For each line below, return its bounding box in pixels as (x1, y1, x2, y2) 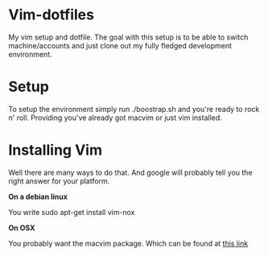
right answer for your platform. (8, 175, 110, 186)
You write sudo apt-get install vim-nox (8, 207, 135, 217)
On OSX (8, 223, 35, 233)
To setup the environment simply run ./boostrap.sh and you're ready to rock (8, 104, 260, 114)
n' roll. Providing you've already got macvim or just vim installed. (8, 113, 223, 122)
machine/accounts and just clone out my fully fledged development (8, 40, 232, 50)
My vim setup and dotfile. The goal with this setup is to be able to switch (8, 32, 249, 42)
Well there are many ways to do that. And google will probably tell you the (8, 167, 253, 177)
